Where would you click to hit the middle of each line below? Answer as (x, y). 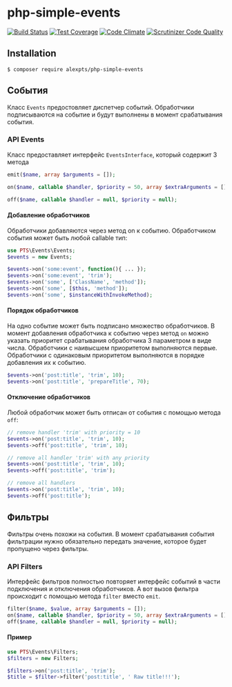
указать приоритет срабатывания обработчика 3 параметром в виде (109, 341)
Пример (20, 637)
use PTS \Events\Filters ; (43, 652)
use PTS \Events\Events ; (41, 250)
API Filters (25, 566)
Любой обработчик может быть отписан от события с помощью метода (114, 412)
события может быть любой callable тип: (67, 238)
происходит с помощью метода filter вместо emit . (84, 596)
